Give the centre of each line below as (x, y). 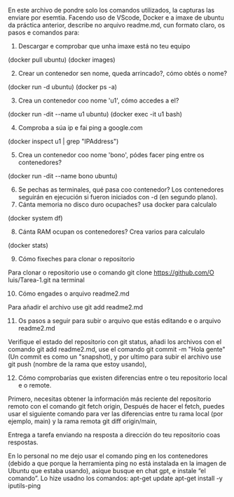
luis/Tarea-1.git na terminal (46, 280)
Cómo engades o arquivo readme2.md (74, 293)
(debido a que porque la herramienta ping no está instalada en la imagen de (117, 463)
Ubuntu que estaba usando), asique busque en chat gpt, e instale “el (107, 471)
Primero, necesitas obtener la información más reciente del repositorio (110, 399)
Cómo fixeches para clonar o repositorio (76, 259)
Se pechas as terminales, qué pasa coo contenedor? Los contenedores (121, 190)
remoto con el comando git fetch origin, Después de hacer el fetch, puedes (116, 406)
